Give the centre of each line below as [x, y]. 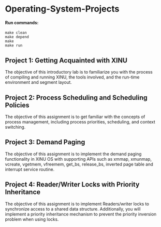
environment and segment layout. [38, 82]
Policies [17, 105]
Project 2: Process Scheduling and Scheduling [76, 98]
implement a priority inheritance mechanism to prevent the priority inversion [81, 214]
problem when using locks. [32, 219]
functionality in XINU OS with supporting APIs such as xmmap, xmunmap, [78, 159]
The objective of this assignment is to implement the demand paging [73, 154]
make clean [16, 33]
